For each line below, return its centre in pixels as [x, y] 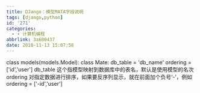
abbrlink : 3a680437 [31, 40]
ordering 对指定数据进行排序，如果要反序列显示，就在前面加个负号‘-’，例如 [99, 77]
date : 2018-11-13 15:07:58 [40, 46]
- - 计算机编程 [28, 34]
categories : [21, 28]
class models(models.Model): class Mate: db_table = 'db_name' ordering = [99, 62]
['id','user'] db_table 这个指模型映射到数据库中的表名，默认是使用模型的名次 [100, 69]
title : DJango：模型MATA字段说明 [45, 12]
